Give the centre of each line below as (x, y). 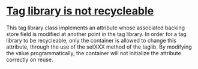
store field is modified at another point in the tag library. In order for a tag (97, 34)
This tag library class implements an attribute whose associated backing (95, 28)
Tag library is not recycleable (80, 11)
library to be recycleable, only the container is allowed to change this (91, 40)
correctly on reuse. (30, 59)
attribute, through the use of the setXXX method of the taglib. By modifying (99, 47)
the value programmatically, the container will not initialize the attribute (94, 53)
